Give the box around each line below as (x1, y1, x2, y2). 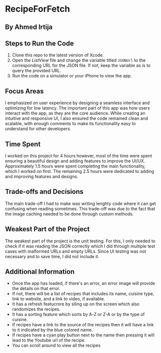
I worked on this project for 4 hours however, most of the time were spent (5, 153, 152, 159)
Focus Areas (5, 87, 44, 95)
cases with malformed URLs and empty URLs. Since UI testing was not (5, 248, 146, 254)
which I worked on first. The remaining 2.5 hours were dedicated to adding (5, 168, 154, 174)
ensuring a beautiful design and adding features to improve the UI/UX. (5, 158, 145, 164)
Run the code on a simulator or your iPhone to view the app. (12, 73, 132, 79)
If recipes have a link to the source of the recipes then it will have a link (12, 322, 154, 328)
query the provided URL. (12, 68, 62, 74)
